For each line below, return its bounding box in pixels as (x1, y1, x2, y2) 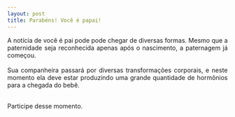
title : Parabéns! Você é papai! (7, 17, 101, 24)
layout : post (7, 10, 45, 18)
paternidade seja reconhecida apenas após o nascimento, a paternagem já (7, 43, 228, 52)
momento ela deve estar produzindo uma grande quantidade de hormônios (7, 73, 228, 81)
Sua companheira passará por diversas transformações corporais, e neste (7, 66, 228, 74)
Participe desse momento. (7, 102, 83, 110)
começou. (7, 50, 36, 60)
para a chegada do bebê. (7, 81, 80, 89)
